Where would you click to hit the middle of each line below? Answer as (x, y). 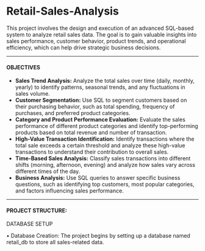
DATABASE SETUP (30, 224)
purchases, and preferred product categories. (73, 113)
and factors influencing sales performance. (69, 191)
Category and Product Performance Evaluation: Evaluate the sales (100, 119)
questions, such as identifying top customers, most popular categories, (105, 185)
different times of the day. (48, 171)
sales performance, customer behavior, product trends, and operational (96, 41)
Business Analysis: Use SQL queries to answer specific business (98, 178)
